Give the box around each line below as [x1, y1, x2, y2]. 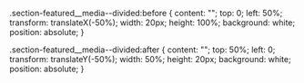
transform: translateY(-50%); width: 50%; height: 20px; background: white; [9, 54, 291, 64]
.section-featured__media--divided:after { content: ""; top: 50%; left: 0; [9, 44, 276, 55]
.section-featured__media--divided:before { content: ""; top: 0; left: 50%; [9, 8, 283, 18]
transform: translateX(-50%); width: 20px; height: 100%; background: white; [9, 17, 296, 28]
